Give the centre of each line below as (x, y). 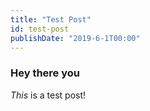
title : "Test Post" (51, 19)
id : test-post (40, 29)
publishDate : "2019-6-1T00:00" (75, 38)
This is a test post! (48, 95)
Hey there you (45, 73)
